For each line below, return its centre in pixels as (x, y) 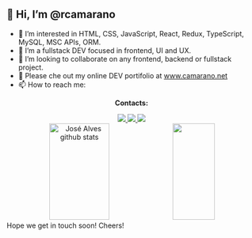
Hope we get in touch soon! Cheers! (65, 225)
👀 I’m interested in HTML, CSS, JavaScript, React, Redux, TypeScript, (131, 33)
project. (31, 67)
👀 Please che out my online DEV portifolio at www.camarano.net (123, 75)
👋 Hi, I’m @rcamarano (61, 15)
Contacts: (132, 103)
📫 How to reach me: (52, 85)
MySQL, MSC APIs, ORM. (59, 42)
